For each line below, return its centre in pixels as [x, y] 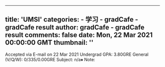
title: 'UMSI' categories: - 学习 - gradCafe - [72, 20]
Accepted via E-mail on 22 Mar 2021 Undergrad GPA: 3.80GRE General [77, 54]
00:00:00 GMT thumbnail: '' [49, 42]
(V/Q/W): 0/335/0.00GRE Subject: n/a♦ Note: [50, 59]
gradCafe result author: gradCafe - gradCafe [75, 27]
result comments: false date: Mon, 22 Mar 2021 [79, 35]
